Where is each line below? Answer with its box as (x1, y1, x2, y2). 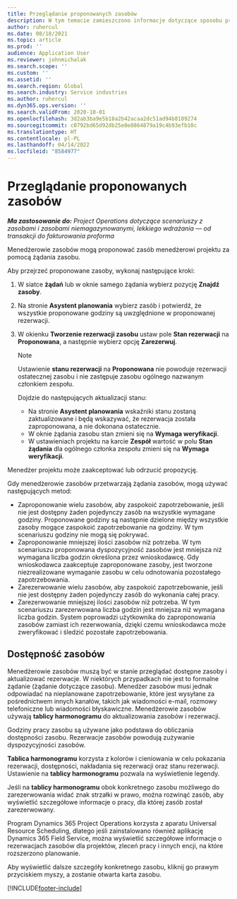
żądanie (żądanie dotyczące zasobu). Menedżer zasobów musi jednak (7, 682, 213, 690)
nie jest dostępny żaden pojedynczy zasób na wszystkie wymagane (17, 508, 216, 516)
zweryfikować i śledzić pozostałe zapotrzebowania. (17, 628, 168, 636)
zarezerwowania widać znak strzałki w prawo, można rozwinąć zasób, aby (7, 790, 224, 799)
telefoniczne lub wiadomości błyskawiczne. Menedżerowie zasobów (7, 704, 207, 713)
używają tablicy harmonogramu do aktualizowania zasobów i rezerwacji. (7, 711, 221, 720)
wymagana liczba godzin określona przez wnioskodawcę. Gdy (17, 553, 200, 561)
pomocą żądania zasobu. (7, 252, 81, 261)
